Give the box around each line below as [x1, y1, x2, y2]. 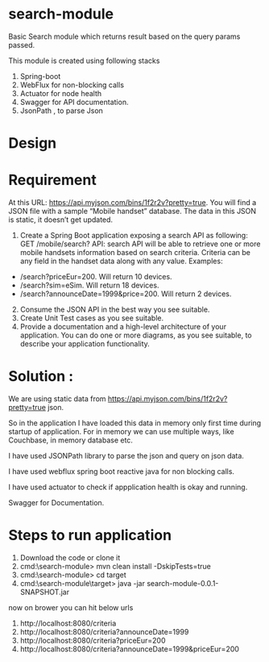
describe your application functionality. [19, 339, 151, 349]
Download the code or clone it [19, 552, 121, 562]
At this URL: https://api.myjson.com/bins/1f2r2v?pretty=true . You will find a [8, 198, 257, 207]
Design [8, 134, 57, 153]
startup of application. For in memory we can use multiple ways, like [8, 427, 235, 436]
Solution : [8, 367, 74, 386]
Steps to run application [8, 526, 172, 545]
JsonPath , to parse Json [19, 106, 103, 115]
